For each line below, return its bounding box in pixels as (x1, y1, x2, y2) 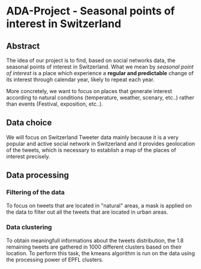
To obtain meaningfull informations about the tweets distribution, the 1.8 (6, 237, 184, 244)
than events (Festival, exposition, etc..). (6, 100, 103, 107)
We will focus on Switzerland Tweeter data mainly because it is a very (6, 133, 179, 141)
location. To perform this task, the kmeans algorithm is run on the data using (6, 249, 195, 256)
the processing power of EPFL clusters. (6, 256, 104, 263)
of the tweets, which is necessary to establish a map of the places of (6, 146, 176, 154)
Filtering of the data (6, 188, 65, 196)
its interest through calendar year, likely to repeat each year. (6, 76, 155, 83)
